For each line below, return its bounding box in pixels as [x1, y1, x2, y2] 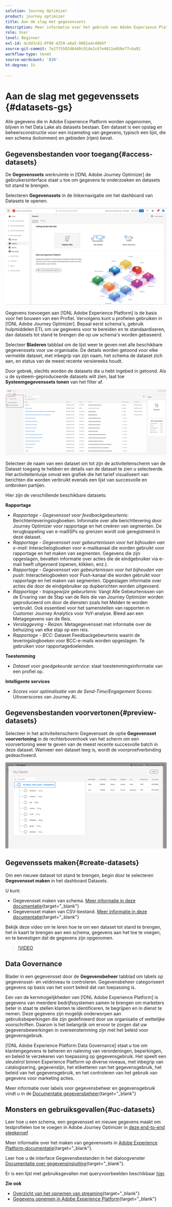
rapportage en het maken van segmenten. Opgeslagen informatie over [12, 577, 162, 583]
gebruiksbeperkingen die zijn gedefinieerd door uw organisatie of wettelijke [5, 1016, 165, 1022]
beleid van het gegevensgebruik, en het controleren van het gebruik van [5, 1069, 158, 1076]
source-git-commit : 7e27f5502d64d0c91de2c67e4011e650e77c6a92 [5, 46, 141, 51]
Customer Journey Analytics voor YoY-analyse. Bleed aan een [12, 610, 144, 616]
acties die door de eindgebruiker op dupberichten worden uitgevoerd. [12, 583, 160, 589]
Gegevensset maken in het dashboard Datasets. [5, 877, 109, 883]
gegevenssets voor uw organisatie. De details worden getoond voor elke [5, 347, 158, 353]
